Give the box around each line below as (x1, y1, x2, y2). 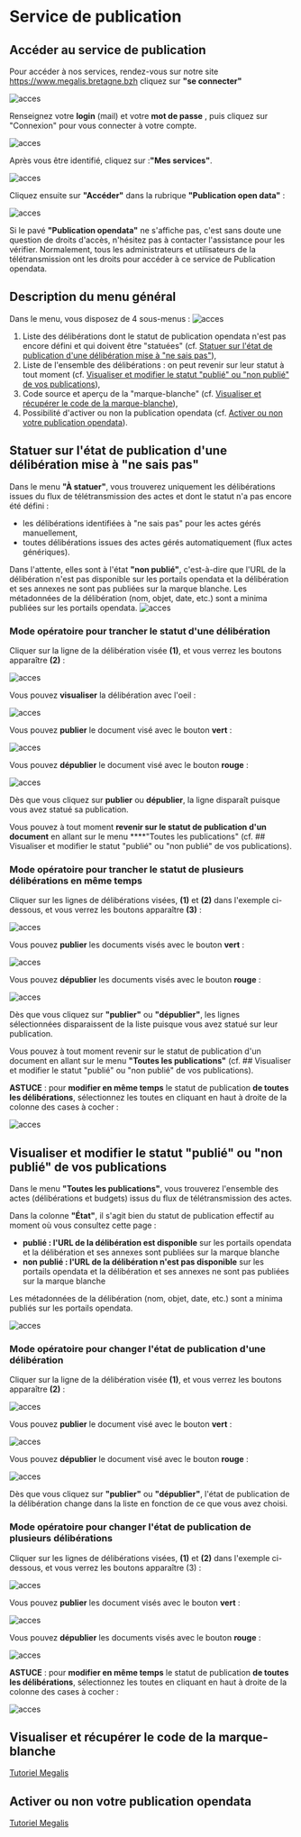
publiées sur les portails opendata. (9, 602, 138, 613)
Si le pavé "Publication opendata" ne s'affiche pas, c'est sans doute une (9, 225, 282, 235)
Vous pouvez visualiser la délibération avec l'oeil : (9, 690, 196, 700)
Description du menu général (9, 289, 177, 305)
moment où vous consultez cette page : (9, 1220, 157, 1231)
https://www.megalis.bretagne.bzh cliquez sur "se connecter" (9, 76, 242, 87)
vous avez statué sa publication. (9, 804, 129, 815)
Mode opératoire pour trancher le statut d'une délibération (9, 625, 270, 637)
